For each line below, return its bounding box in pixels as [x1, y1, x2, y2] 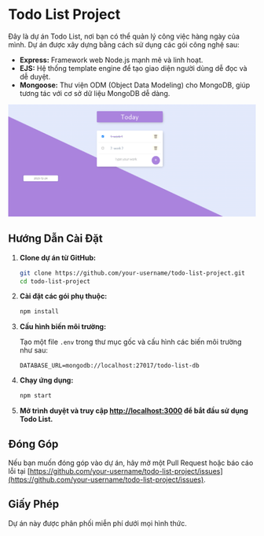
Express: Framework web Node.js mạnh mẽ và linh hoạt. [19, 55, 203, 65]
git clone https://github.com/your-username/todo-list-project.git [19, 269, 245, 277]
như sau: [19, 346, 49, 355]
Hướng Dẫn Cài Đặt [8, 232, 104, 246]
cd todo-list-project [19, 277, 90, 285]
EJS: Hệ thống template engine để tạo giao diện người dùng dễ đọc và [19, 63, 247, 72]
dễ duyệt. [19, 72, 51, 81]
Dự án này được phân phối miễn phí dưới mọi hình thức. [8, 518, 187, 528]
